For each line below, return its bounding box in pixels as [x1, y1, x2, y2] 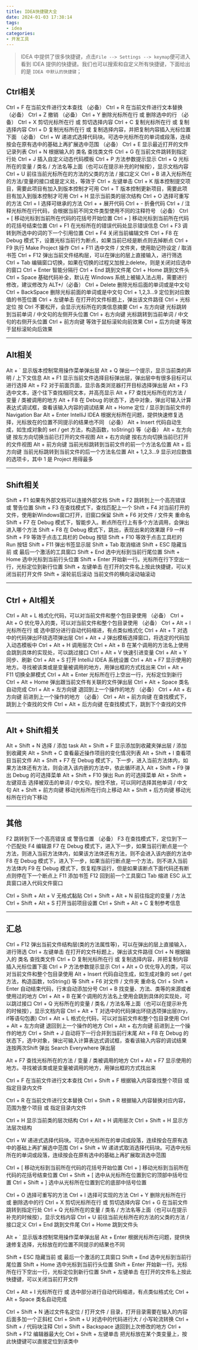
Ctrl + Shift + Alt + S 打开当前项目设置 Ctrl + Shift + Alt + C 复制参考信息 [6, 899, 181, 907]
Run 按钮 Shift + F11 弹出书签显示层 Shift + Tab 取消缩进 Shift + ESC [6, 541, 170, 548]
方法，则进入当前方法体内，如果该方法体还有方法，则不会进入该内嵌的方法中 [6, 850, 192, 857]
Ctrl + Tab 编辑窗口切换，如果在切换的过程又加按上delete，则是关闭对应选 [6, 258, 187, 266]
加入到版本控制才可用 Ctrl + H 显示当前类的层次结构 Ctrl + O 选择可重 [16, 192, 184, 199]
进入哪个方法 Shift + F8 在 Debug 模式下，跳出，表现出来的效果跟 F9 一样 [6, 526, 185, 533]
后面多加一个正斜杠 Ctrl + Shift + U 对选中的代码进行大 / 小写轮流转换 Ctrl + [6, 1315, 189, 1322]
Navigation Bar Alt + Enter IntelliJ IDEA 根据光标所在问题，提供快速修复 [6, 411, 179, 418]
